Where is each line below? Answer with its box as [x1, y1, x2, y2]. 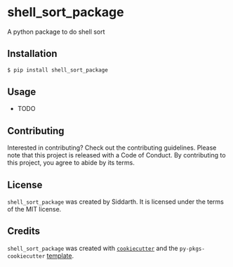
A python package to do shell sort [7, 27, 105, 36]
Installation [7, 48, 58, 60]
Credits [7, 226, 41, 237]
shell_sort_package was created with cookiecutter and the [7, 244, 178, 252]
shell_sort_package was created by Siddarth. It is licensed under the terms [7, 197, 225, 206]
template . [46, 251, 74, 260]
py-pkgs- [179, 245, 206, 252]
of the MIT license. [7, 205, 62, 214]
